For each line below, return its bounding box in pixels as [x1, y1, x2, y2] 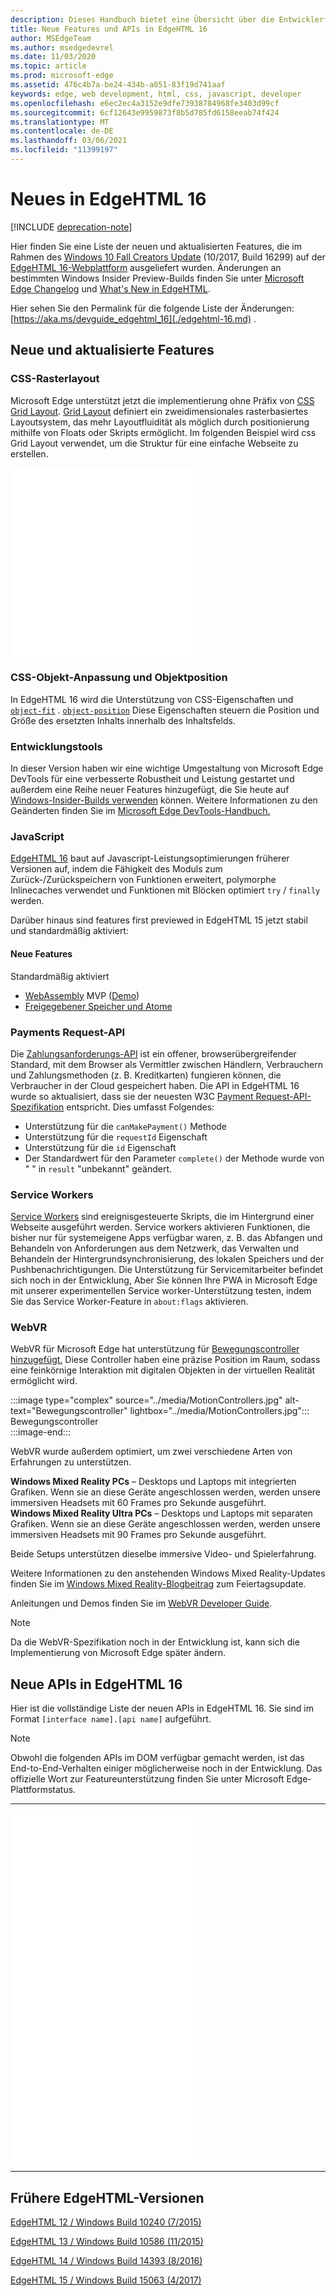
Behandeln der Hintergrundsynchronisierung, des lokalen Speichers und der [10, 1253, 325, 1265]
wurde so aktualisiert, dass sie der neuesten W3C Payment [10, 1090, 254, 1102]
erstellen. [10, 447, 49, 460]
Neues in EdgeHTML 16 [10, 188, 207, 211]
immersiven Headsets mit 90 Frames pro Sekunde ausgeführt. [10, 1529, 267, 1541]
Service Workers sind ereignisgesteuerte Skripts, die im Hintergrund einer [10, 1211, 315, 1223]
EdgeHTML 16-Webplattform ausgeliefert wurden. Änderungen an [10, 261, 282, 273]
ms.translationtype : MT [10, 117, 110, 127]
